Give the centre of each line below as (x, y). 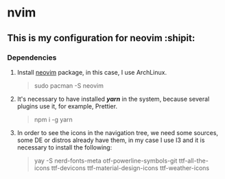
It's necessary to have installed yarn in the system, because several (113, 99)
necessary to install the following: (64, 147)
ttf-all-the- (194, 160)
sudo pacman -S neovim (69, 85)
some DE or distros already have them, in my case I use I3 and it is (111, 140)
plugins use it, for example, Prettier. (67, 106)
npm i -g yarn (54, 119)
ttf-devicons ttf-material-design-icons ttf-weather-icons (130, 168)
